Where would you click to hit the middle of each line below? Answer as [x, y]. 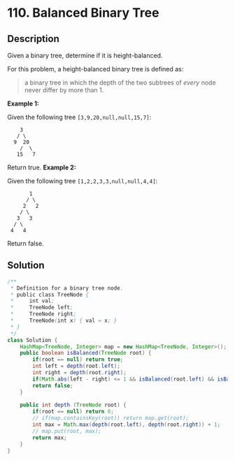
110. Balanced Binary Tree [83, 13]
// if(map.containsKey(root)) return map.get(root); [111, 418]
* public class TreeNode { [50, 295]
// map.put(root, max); [67, 431]
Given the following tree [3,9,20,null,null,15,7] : [79, 117]
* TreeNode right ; [43, 314]
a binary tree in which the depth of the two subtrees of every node [120, 83]
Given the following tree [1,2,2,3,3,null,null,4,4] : [83, 181]
